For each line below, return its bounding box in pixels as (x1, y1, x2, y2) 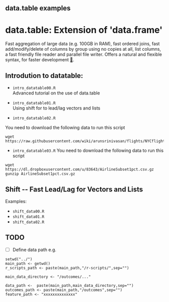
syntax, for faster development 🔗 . (5, 57, 74, 63)
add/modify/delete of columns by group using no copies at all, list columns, (5, 46, 161, 52)
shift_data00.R (12, 209, 45, 214)
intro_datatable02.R (12, 116, 56, 121)
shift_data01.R (12, 214, 45, 219)
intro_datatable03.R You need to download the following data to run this (12, 148, 164, 154)
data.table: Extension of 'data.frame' (5, 24, 163, 36)
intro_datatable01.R (12, 100, 56, 106)
